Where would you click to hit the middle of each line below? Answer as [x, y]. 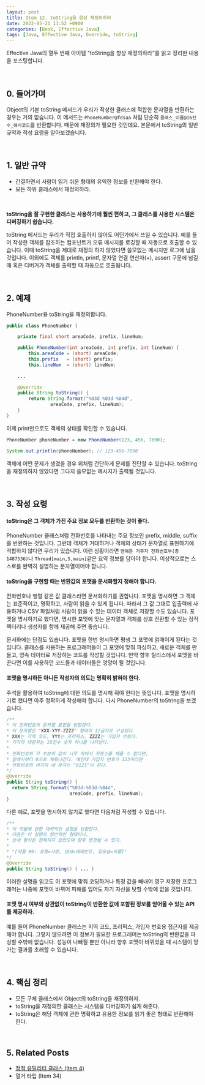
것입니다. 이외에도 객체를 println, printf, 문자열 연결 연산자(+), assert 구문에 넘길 [102, 257]
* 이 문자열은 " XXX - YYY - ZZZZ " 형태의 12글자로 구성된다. [71, 731]
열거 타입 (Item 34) [38, 1076]
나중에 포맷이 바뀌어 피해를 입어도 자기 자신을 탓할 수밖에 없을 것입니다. [107, 889]
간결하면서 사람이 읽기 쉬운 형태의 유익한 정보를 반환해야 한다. [89, 181]
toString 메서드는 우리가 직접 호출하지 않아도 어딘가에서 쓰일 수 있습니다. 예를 [99, 235]
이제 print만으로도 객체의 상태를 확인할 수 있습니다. [67, 428]
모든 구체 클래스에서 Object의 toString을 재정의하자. [78, 998]
